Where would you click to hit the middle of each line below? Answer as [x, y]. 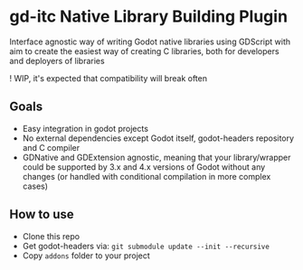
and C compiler [51, 147]
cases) [35, 186]
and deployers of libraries [57, 61]
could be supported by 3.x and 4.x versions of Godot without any [144, 167]
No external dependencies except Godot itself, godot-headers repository [158, 138]
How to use [42, 214]
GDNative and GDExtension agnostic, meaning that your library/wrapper [156, 157]
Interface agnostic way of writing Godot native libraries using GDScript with [150, 42]
